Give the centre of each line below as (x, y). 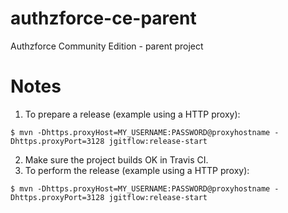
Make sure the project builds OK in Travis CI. (116, 159)
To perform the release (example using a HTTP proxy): (137, 170)
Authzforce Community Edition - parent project (107, 46)
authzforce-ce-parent (103, 18)
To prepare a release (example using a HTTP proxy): (132, 114)
